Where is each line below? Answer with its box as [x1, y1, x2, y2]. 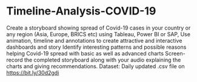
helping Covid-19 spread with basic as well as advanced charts [6, 49, 164, 57]
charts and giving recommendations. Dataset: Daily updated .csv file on [6, 62, 185, 70]
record [6, 56, 23, 63]
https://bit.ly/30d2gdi [6, 69, 59, 76]
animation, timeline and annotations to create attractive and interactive [6, 37, 182, 44]
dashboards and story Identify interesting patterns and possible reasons [6, 43, 187, 51]
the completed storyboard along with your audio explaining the [24, 56, 181, 63]
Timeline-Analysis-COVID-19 [6, 4, 156, 18]
